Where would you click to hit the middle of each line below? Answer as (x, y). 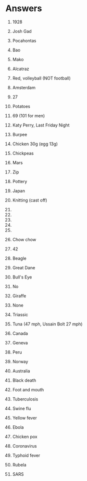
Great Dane (24, 267)
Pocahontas (24, 40)
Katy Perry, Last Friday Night (41, 125)
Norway (20, 361)
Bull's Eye (22, 277)
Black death (24, 380)
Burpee (20, 134)
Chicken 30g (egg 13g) (35, 144)
